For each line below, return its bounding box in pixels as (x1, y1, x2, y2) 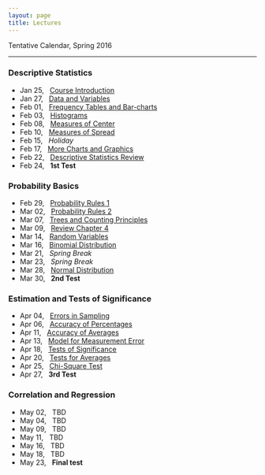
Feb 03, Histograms (19, 110, 88, 120)
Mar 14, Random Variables (19, 232, 109, 241)
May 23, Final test (19, 458, 83, 467)
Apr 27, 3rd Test (19, 369, 77, 379)
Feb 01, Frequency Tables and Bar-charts (19, 102, 158, 111)
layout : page (8, 11, 51, 20)
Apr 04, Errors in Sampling (19, 311, 110, 321)
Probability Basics (8, 180, 80, 191)
